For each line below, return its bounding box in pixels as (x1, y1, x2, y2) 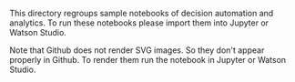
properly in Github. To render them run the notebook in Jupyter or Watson (9, 55, 287, 65)
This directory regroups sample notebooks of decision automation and (9, 8, 274, 18)
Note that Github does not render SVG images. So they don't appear (9, 45, 265, 56)
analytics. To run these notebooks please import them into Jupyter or (9, 17, 270, 28)
